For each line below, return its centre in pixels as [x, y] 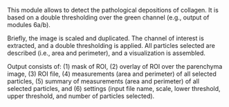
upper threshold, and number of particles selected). [81, 96]
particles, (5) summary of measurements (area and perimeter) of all [103, 81]
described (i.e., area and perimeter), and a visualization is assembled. [107, 53]
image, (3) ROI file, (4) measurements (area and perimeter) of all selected [112, 74]
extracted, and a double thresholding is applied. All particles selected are [111, 46]
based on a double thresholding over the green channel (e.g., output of [108, 17]
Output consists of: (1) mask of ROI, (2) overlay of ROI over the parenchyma [115, 66]
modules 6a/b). [29, 25]
